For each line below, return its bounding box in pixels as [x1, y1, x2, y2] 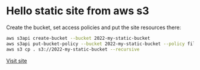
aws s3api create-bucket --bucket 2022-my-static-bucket [6, 35, 151, 41]
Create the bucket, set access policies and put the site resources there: [6, 24, 182, 31]
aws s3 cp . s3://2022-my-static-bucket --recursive [6, 46, 140, 52]
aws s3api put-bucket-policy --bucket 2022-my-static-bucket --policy [6, 40, 185, 47]
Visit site [6, 57, 27, 64]
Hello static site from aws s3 [6, 4, 149, 18]
